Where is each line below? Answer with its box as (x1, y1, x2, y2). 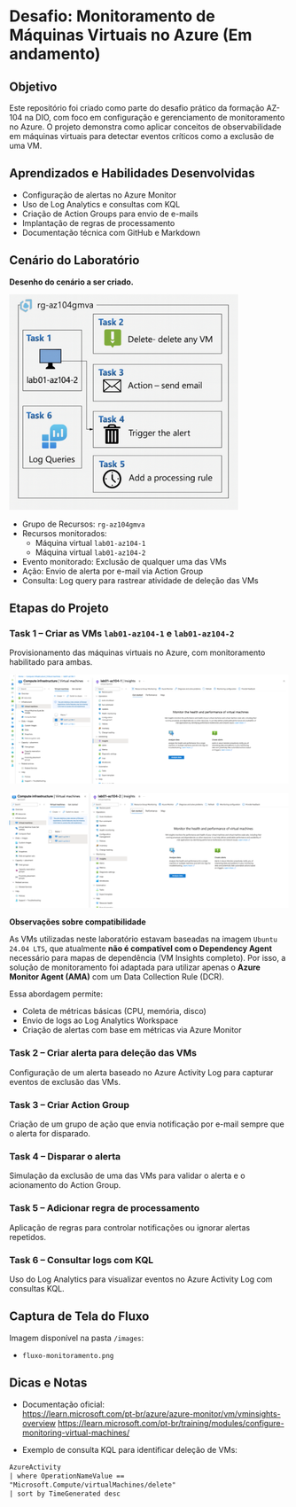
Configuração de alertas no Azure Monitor (21, 189, 177, 200)
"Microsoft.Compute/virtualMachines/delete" (9, 1480, 176, 1489)
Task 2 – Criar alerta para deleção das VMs (9, 1047, 198, 1059)
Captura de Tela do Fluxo (9, 1309, 150, 1324)
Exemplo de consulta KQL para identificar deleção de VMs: (21, 1444, 238, 1455)
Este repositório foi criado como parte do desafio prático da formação (9, 103, 265, 113)
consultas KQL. (9, 1283, 65, 1293)
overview (21, 1417, 56, 1428)
